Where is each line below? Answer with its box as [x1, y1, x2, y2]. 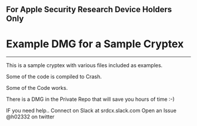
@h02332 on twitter [6, 113, 55, 120]
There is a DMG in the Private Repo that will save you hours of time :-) [6, 96, 175, 103]
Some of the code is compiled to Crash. [6, 73, 102, 80]
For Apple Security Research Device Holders [6, 5, 172, 15]
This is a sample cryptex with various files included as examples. [6, 62, 163, 69]
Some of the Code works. [6, 85, 68, 92]
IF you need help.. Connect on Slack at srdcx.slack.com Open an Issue [6, 107, 177, 114]
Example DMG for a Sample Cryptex [6, 37, 184, 50]
